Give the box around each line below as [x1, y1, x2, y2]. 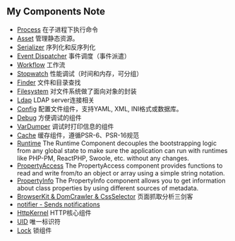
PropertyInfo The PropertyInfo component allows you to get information [16, 176, 227, 185]
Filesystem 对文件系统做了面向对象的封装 [16, 87, 137, 95]
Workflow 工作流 [16, 60, 66, 69]
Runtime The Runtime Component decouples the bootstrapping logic [16, 139, 217, 147]
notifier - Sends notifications [16, 200, 100, 209]
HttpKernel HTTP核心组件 [16, 208, 92, 217]
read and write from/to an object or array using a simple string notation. [16, 168, 225, 177]
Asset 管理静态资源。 [16, 34, 79, 42]
